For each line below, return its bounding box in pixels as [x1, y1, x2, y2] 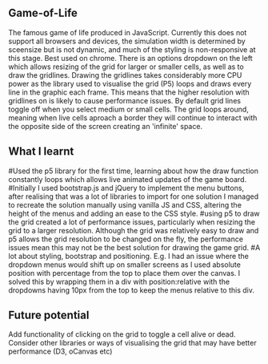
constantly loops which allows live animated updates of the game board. [8, 174, 247, 184]
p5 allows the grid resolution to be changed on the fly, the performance [8, 234, 244, 244]
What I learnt [8, 144, 74, 159]
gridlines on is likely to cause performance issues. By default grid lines [8, 95, 242, 105]
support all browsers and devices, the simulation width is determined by [8, 36, 246, 46]
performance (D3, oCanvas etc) [8, 346, 113, 356]
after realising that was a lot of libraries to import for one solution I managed [8, 192, 259, 201]
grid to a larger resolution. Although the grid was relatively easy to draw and [8, 225, 259, 235]
